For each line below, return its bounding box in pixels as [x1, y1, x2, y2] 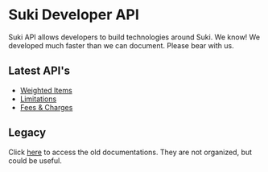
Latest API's [8, 64, 71, 78]
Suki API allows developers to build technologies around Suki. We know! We [8, 32, 260, 42]
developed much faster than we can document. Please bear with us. [8, 40, 235, 50]
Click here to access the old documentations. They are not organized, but [8, 147, 252, 157]
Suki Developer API [8, 6, 139, 24]
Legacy [8, 126, 47, 140]
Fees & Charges [19, 102, 73, 112]
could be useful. [8, 155, 62, 166]
